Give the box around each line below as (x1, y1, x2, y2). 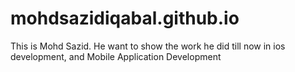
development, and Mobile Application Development (10, 50, 222, 62)
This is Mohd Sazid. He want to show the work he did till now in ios (10, 40, 286, 52)
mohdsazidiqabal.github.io (10, 7, 240, 30)
